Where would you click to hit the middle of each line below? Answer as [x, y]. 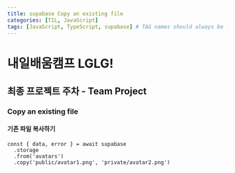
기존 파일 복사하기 [31, 129]
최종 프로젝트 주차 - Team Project [77, 91]
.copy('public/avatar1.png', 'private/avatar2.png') [92, 163]
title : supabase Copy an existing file [65, 14]
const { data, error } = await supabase [67, 144]
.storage [26, 151]
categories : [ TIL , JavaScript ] [53, 20]
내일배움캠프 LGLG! [60, 63]
